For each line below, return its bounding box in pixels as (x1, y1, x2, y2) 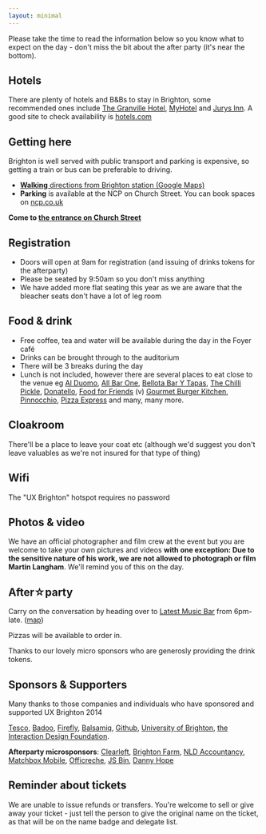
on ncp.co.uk (19, 198, 64, 207)
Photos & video (8, 515, 85, 529)
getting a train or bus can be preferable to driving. (8, 165, 173, 174)
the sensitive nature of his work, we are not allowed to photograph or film (8, 553, 256, 564)
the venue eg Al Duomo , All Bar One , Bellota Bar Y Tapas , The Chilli (19, 377, 241, 388)
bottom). (8, 50, 37, 60)
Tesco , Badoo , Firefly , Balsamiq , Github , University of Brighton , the (8, 723, 228, 732)
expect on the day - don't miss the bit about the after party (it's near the (8, 42, 245, 52)
